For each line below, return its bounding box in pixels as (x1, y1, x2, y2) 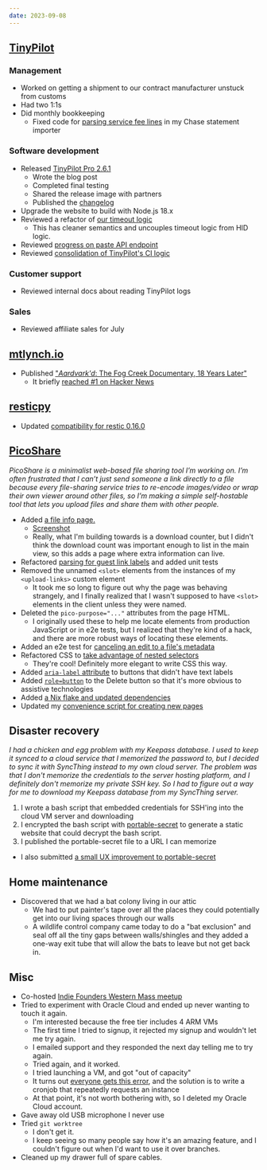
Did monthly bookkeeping (20, 108, 106, 118)
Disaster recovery (9, 724, 100, 738)
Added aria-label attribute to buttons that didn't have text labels (20, 667, 234, 677)
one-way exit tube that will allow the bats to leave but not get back (32, 939, 250, 948)
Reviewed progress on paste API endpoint (20, 240, 158, 249)
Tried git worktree (20, 1119, 83, 1129)
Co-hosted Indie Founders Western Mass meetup (20, 991, 183, 1001)
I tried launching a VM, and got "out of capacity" (32, 1068, 192, 1078)
